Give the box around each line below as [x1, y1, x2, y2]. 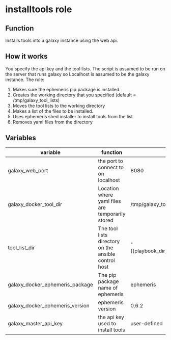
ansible [98, 250, 116, 257]
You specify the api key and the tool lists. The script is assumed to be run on [5, 65, 165, 72]
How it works [5, 52, 48, 61]
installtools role [5, 4, 72, 15]
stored [98, 217, 113, 224]
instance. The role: [5, 76, 45, 83]
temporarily [98, 210, 126, 217]
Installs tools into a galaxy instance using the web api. [5, 37, 118, 43]
